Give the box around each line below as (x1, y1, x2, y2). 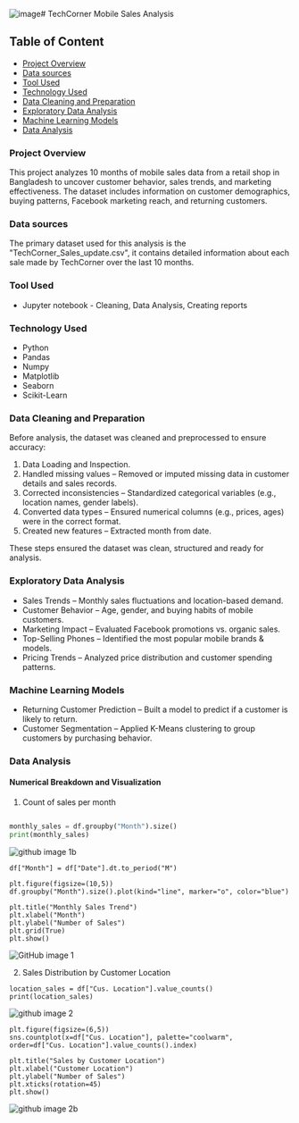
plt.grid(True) (9, 926, 66, 935)
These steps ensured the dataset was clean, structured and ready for (9, 543, 264, 554)
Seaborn (21, 381, 54, 390)
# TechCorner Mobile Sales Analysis (40, 9, 174, 19)
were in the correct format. (21, 516, 121, 527)
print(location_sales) (9, 992, 94, 1001)
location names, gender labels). (21, 497, 138, 508)
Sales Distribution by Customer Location (21, 967, 171, 977)
